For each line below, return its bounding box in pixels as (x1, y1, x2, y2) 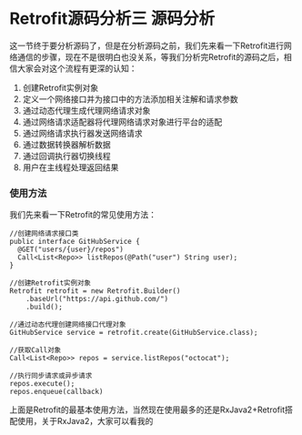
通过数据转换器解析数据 (22, 138, 111, 150)
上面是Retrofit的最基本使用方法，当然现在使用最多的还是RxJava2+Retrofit (9, 404, 286, 415)
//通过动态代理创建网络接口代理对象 (9, 320, 126, 329)
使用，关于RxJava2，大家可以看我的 (16, 416, 154, 427)
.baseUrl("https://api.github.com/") (25, 295, 169, 304)
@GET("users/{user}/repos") (17, 245, 125, 255)
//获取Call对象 (9, 346, 62, 355)
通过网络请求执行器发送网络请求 (22, 127, 143, 138)
